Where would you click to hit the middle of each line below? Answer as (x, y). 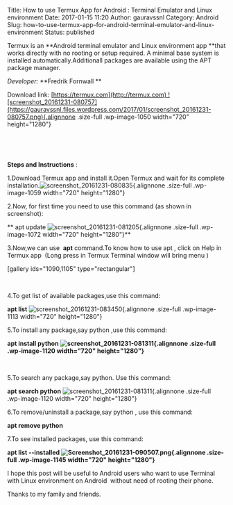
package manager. (34, 68)
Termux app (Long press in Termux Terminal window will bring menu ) (108, 255)
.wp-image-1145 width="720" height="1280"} (87, 460)
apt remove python (35, 425)
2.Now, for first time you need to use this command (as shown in (100, 206)
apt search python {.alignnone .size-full (109, 391)
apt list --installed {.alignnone (106, 452)
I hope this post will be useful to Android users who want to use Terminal (111, 473)
